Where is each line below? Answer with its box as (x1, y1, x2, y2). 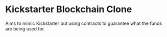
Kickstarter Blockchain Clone (5, 4, 132, 15)
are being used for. (5, 25, 45, 31)
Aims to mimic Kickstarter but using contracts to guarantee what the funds (5, 20, 162, 26)
